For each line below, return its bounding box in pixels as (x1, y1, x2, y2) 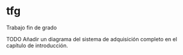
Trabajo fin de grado (6, 24, 57, 31)
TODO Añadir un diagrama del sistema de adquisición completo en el (6, 35, 178, 42)
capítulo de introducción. (6, 42, 68, 49)
